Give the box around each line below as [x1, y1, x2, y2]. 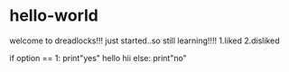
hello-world [9, 5, 99, 26]
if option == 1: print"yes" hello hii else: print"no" [9, 52, 187, 63]
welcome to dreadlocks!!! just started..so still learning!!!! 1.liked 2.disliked [9, 35, 280, 46]
